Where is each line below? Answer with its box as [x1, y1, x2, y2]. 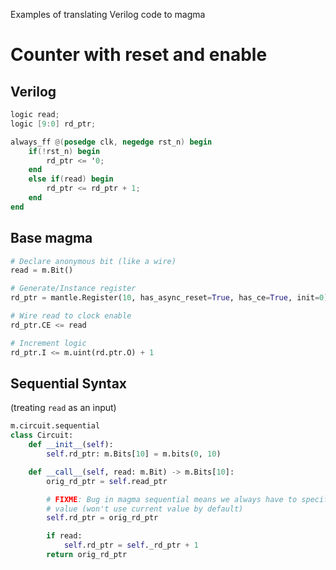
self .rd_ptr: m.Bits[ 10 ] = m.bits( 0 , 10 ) [46, 449, 222, 459]
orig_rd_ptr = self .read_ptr [46, 476, 168, 486]
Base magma [10, 230, 93, 247]
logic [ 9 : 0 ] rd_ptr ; [10, 119, 97, 129]
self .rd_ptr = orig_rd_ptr [46, 513, 159, 523]
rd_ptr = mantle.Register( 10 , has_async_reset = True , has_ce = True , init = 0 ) [10, 293, 329, 303]
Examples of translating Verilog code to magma [10, 9, 206, 20]
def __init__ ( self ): [28, 440, 114, 450]
